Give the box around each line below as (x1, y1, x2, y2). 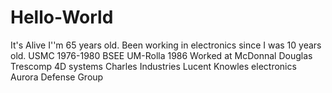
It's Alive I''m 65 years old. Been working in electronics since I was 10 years (10, 39, 322, 51)
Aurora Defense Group (10, 71, 104, 83)
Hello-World (10, 6, 114, 29)
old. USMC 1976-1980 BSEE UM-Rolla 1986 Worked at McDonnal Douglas (10, 49, 313, 61)
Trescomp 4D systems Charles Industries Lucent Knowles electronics (10, 60, 297, 72)
